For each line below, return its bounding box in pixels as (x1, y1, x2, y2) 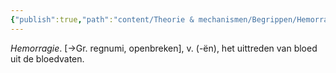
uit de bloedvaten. (10, 52, 85, 65)
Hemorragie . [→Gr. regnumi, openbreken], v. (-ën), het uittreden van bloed (10, 42, 318, 54)
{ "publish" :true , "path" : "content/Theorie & (10, 14, 195, 25)
